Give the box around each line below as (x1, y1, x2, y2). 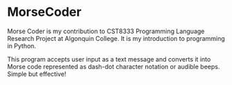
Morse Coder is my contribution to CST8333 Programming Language (7, 27, 205, 35)
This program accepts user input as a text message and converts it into (7, 55, 211, 63)
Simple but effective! (7, 70, 67, 78)
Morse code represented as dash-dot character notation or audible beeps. (7, 62, 220, 70)
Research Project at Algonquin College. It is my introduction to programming (7, 34, 226, 42)
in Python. (7, 41, 37, 50)
